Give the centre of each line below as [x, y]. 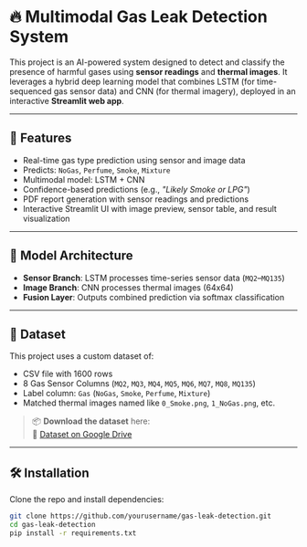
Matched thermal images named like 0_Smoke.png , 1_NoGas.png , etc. [149, 403]
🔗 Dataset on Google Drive [82, 435]
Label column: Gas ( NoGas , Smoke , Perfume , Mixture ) [116, 394]
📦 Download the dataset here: [91, 421]
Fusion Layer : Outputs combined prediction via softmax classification [153, 297]
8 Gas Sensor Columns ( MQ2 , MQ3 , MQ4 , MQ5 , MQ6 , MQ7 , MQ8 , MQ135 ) [139, 384]
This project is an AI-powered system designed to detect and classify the [147, 62]
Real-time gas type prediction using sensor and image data [134, 160]
